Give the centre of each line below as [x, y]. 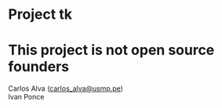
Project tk [40, 14]
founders [38, 67]
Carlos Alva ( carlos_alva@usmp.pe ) [66, 88]
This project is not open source [111, 50]
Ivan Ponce [26, 97]
